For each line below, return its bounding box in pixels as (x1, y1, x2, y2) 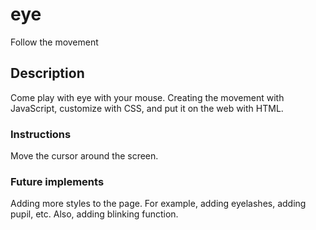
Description (10, 65, 85, 82)
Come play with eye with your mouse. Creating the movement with (10, 91, 285, 103)
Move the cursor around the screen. (10, 150, 159, 162)
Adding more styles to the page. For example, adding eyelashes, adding (10, 198, 307, 210)
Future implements (10, 174, 105, 188)
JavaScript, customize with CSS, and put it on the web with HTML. (10, 102, 284, 114)
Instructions (10, 127, 72, 141)
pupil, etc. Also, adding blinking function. (10, 208, 179, 220)
